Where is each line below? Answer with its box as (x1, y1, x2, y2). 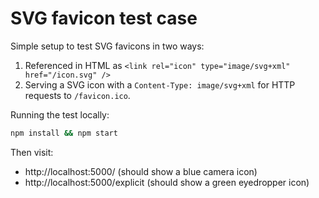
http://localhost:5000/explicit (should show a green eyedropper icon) (24, 176, 310, 188)
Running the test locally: (10, 108, 110, 121)
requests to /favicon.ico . (24, 89, 131, 101)
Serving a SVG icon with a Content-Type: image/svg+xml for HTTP (24, 78, 296, 91)
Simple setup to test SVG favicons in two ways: (10, 40, 205, 52)
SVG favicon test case (10, 7, 198, 30)
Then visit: (10, 146, 54, 158)
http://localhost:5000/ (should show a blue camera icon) (24, 165, 258, 177)
